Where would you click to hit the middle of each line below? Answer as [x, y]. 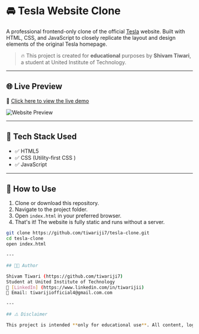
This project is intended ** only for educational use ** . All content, [95, 325]
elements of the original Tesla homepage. [57, 44]
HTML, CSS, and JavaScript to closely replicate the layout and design [91, 37]
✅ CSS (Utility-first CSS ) [45, 157]
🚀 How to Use [31, 189]
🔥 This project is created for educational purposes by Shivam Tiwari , [106, 55]
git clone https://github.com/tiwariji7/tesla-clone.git [78, 233]
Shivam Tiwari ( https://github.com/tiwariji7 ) [65, 276]
